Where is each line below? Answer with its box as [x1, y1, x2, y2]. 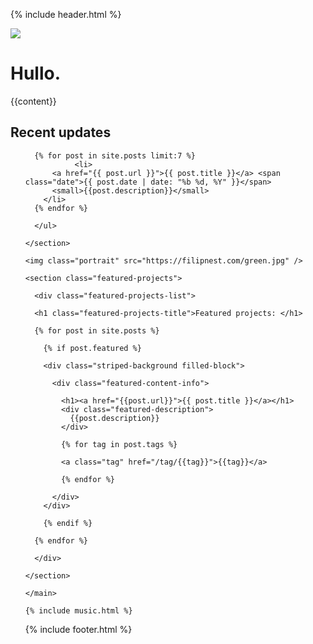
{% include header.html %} [10, 9, 122, 20]
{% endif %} [43, 518, 93, 528]
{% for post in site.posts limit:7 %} [34, 150, 196, 161]
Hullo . [10, 62, 62, 85]
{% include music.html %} [24, 605, 133, 616]
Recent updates [10, 124, 112, 141]
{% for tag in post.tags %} [61, 439, 178, 449]
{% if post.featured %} [43, 343, 142, 353]
